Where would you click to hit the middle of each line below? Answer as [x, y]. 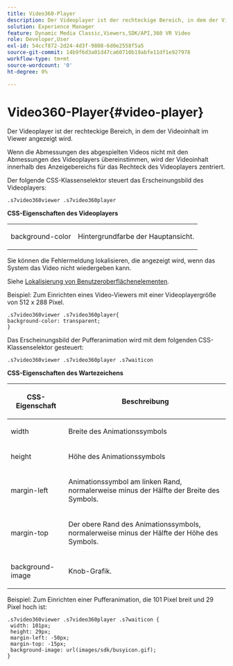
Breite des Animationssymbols [118, 431]
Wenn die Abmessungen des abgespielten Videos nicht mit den [98, 152]
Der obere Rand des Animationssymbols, [135, 524]
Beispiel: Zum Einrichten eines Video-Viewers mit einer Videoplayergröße [112, 295]
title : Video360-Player [42, 14]
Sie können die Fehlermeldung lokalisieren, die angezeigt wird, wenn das [111, 260]
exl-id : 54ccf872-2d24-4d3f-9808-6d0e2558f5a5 [76, 46]
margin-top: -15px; [38, 644]
